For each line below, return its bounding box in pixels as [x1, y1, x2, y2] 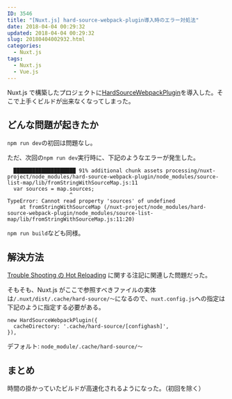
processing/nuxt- [165, 167, 216, 174]
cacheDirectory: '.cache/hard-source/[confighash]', [13, 323, 169, 330]
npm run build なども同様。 [7, 229, 85, 237]
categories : [7, 42, 42, 49]
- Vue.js [13, 68, 39, 75]
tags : [7, 56, 23, 62]
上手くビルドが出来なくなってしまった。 [19, 96, 135, 105]
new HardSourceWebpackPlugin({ [7, 317, 98, 324]
